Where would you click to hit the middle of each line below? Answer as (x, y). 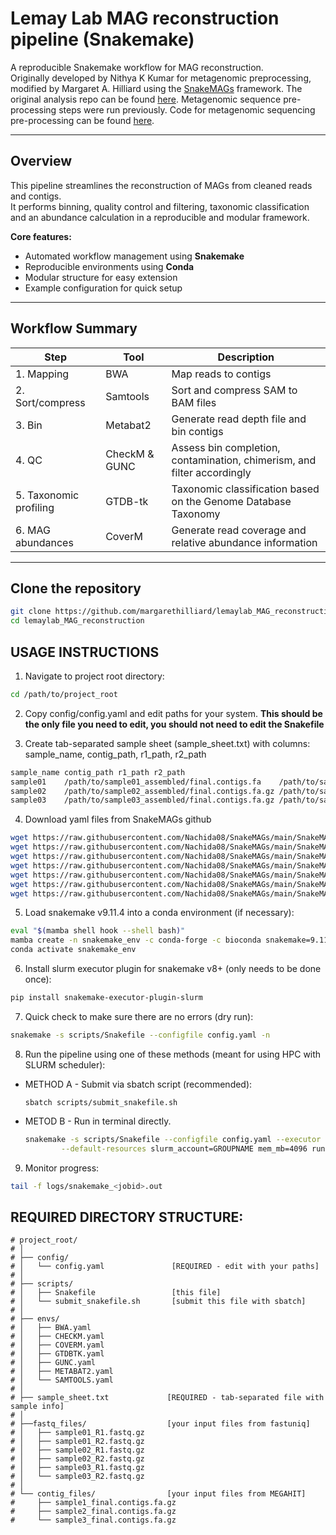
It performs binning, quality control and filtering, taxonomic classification (160, 206)
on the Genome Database (231, 501)
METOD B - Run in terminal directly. (98, 1121)
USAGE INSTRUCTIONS (85, 652)
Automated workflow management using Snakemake (134, 256)
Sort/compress (50, 402)
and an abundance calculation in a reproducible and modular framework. (160, 217)
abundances (44, 542)
